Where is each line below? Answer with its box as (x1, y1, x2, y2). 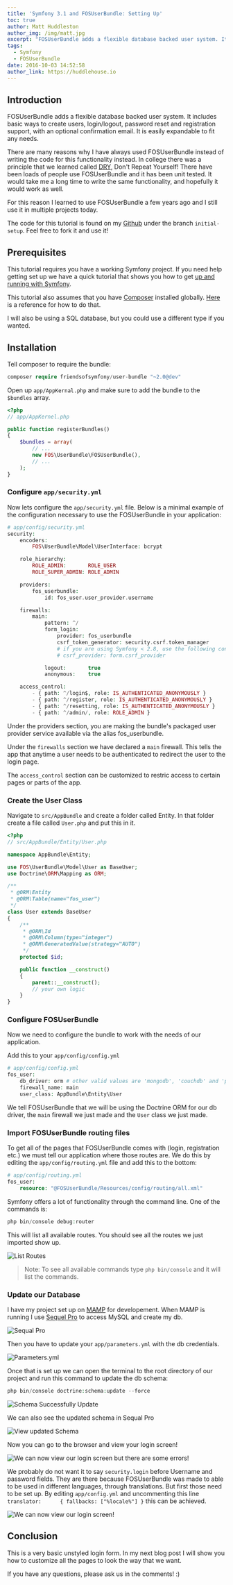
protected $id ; (19, 954, 64, 961)
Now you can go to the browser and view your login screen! (7, 1440, 178, 1448)
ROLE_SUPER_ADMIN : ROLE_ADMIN (32, 569, 119, 576)
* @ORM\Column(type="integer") (22, 934, 113, 941)
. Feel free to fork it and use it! (22, 226, 109, 235)
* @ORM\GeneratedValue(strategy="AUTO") (22, 941, 141, 948)
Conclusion (7, 1530, 58, 1542)
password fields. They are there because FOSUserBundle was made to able (7, 1475, 224, 1483)
